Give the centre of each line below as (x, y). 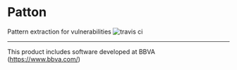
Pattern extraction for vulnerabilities (59, 31)
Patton (27, 12)
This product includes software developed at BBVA (81, 51)
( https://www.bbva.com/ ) (44, 59)
